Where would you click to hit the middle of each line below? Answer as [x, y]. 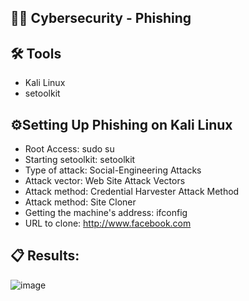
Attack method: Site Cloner [80, 202]
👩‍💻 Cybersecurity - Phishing [101, 18]
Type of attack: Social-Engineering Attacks [113, 170]
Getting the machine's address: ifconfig [106, 213]
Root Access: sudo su [69, 149]
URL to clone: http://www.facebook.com [108, 223]
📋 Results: [45, 256]
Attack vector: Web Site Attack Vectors [105, 181]
